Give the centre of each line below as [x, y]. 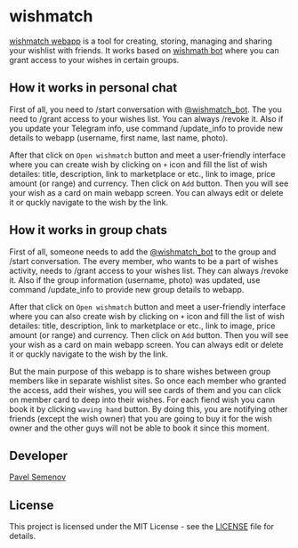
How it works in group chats [88, 230]
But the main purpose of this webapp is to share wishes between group [140, 371]
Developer [39, 455]
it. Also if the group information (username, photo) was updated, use [135, 280]
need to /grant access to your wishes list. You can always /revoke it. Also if [146, 118]
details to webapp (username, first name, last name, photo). [119, 137]
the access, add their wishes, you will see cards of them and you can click [145, 390]
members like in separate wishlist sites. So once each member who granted [148, 381]
